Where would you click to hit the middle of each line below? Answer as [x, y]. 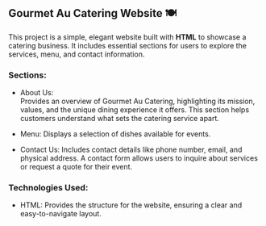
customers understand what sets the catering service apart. [120, 119]
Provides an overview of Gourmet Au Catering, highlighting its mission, [137, 101]
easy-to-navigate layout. [61, 214]
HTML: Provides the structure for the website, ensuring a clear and [131, 205]
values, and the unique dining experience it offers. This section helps [135, 110]
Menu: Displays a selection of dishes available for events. [115, 134]
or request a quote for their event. [76, 167]
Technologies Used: [48, 188]
